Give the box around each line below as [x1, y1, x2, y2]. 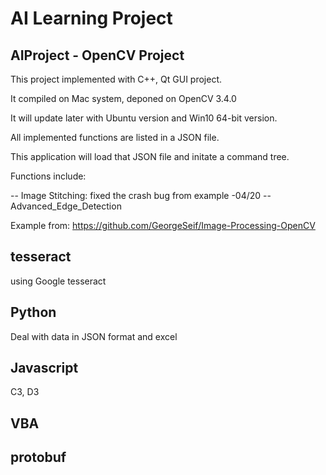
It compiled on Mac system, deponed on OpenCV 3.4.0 [10, 93, 237, 104]
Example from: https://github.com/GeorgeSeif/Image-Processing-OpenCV [10, 220, 316, 231]
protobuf [10, 449, 67, 466]
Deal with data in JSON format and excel [10, 330, 178, 342]
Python [10, 304, 57, 321]
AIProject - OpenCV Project [10, 47, 185, 64]
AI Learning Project [10, 7, 173, 30]
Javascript [10, 360, 79, 377]
